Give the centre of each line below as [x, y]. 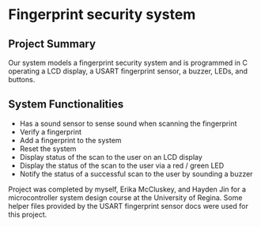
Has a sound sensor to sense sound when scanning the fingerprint [128, 123]
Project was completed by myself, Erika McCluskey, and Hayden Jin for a [127, 189]
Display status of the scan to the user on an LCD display [111, 157]
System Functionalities [66, 104]
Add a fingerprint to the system [70, 140]
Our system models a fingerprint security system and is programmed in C [128, 62]
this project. [28, 214]
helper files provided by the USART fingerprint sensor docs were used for [129, 206]
